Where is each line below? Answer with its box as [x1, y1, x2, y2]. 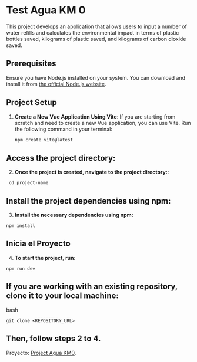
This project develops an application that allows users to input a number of [6, 23, 187, 30]
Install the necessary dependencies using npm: [14, 212, 133, 219]
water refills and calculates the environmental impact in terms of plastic [6, 29, 179, 36]
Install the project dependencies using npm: [6, 196, 171, 206]
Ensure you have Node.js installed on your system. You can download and [6, 74, 186, 81]
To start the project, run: [14, 254, 76, 261]
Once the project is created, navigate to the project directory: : [14, 168, 169, 176]
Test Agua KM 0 [6, 4, 86, 17]
